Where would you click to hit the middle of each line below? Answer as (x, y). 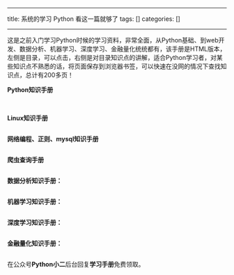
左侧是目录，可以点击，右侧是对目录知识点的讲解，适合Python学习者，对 (112, 57)
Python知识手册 (30, 90)
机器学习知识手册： (35, 202)
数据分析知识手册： (35, 181)
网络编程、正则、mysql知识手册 (53, 139)
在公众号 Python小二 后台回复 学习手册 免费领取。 (76, 264)
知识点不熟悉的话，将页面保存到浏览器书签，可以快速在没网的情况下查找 (117, 66)
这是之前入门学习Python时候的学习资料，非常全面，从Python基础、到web (113, 40)
